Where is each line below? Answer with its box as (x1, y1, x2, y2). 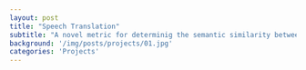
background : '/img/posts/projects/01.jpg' (9, 38, 173, 48)
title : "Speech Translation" (9, 22, 120, 31)
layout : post (9, 13, 59, 23)
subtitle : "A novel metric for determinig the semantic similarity (9, 30, 271, 39)
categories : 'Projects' (9, 47, 100, 56)
